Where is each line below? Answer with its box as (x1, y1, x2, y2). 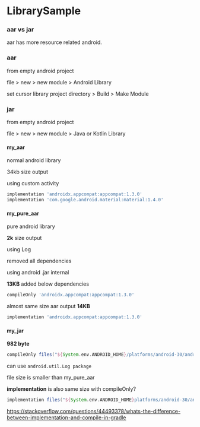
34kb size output (7, 168, 48, 176)
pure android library (7, 223, 55, 230)
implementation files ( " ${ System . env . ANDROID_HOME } (7, 397, 135, 403)
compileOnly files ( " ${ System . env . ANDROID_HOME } (7, 352, 127, 358)
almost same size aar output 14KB (7, 303, 91, 310)
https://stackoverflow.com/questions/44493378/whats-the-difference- (7, 407, 180, 415)
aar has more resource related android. (7, 39, 103, 46)
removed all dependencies (7, 257, 72, 265)
